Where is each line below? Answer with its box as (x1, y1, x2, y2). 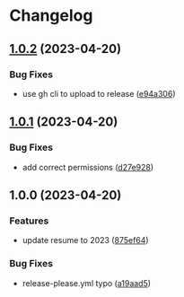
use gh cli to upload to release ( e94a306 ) (22, 88, 176, 99)
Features (9, 214, 49, 227)
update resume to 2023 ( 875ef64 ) (22, 235, 150, 246)
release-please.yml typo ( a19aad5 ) (22, 277, 151, 288)
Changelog (9, 5, 93, 26)
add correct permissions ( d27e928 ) (22, 162, 154, 172)
